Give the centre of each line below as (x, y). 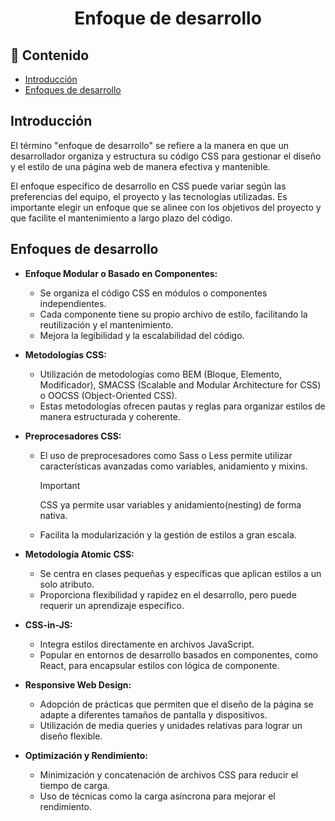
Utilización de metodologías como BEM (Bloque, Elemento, (160, 374)
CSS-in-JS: (48, 624)
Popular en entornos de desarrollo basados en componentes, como (178, 654)
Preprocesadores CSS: (73, 436)
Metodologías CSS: (65, 354)
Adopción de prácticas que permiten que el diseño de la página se (176, 704)
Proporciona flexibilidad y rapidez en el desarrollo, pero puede (168, 594)
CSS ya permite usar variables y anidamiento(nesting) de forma (170, 504)
